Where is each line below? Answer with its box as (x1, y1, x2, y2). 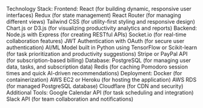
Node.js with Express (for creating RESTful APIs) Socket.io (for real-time (6, 31, 187, 38)
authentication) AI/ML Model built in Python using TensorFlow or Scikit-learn (6, 44, 198, 51)
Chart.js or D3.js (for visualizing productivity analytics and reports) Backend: (6, 24, 198, 32)
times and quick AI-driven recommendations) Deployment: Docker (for (6, 70, 182, 76)
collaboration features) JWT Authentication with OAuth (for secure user (6, 38, 185, 44)
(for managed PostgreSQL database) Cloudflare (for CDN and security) (6, 83, 184, 90)
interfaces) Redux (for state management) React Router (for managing (6, 12, 182, 19)
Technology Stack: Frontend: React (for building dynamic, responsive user (6, 5, 192, 12)
